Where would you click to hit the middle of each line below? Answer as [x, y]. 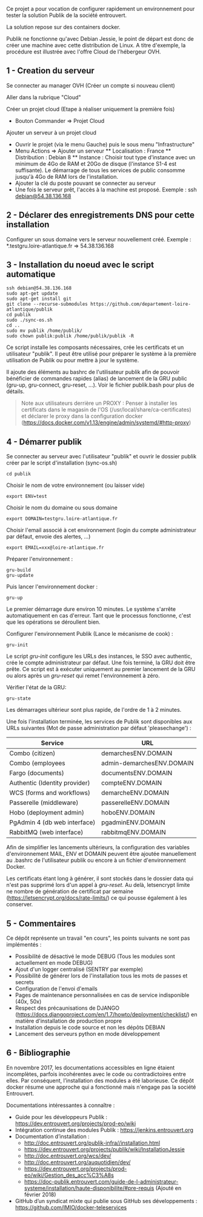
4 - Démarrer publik [44, 442]
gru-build [19, 570]
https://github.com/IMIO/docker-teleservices [71, 1207]
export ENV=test [27, 497]
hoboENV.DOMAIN [128, 813]
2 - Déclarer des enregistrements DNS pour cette [101, 215]
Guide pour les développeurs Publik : [61, 1117]
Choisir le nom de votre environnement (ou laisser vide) [76, 485]
